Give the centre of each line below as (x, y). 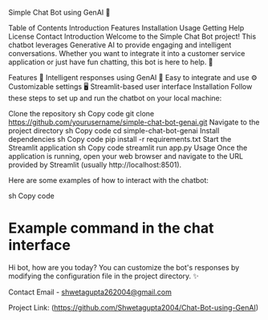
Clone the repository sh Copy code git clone (81, 113)
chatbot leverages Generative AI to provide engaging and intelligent (120, 45)
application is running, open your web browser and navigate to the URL (126, 156)
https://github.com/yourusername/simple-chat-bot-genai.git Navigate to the (134, 122)
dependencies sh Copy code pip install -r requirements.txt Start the (120, 139)
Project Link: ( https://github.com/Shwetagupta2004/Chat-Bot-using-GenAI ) (134, 307)
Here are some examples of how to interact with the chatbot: (108, 180)
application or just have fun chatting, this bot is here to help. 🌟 (111, 62)
